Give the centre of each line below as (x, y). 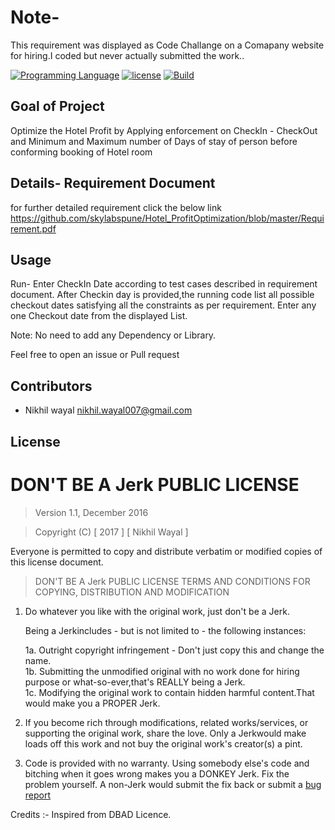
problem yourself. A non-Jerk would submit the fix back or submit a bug (173, 784)
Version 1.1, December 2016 (91, 512)
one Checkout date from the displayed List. (99, 316)
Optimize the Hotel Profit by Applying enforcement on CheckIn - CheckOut (164, 130)
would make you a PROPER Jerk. (92, 703)
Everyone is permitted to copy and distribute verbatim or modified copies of (166, 551)
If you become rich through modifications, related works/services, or (166, 722)
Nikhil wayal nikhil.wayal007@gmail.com (108, 410)
